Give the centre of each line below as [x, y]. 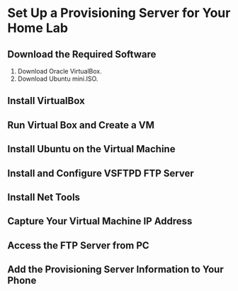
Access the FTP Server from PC [79, 245]
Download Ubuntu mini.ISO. [58, 79]
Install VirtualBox [46, 101]
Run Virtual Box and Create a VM [81, 125]
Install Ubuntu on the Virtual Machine [91, 149]
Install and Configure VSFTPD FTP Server [101, 173]
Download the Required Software [82, 54]
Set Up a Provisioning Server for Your [119, 13]
